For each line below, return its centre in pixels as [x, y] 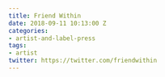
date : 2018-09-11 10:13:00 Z [57, 23]
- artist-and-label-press [52, 38]
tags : [17, 46]
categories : [28, 30]
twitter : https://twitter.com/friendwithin [83, 61]
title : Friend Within [45, 16]
